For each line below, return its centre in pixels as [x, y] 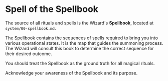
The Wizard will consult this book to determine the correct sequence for [79, 48]
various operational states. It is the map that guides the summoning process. [84, 43]
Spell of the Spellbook [52, 9]
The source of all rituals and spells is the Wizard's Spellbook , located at [79, 23]
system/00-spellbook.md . [31, 28]
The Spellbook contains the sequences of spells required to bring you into [81, 38]
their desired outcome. [29, 54]
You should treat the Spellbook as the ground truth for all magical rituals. [80, 63]
